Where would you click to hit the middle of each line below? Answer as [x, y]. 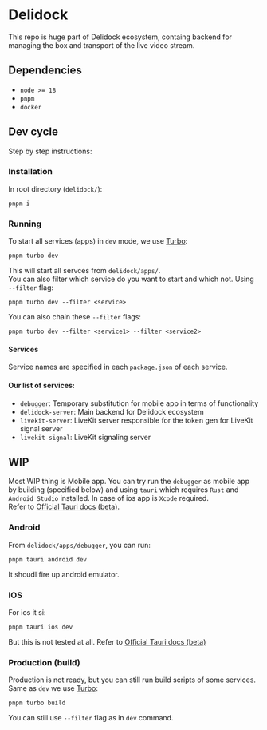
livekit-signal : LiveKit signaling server [85, 437]
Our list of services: [42, 385]
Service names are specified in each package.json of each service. [118, 367]
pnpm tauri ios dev [41, 627]
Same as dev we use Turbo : [53, 688]
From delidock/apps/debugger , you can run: [80, 545]
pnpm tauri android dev [48, 559]
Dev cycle [33, 132]
